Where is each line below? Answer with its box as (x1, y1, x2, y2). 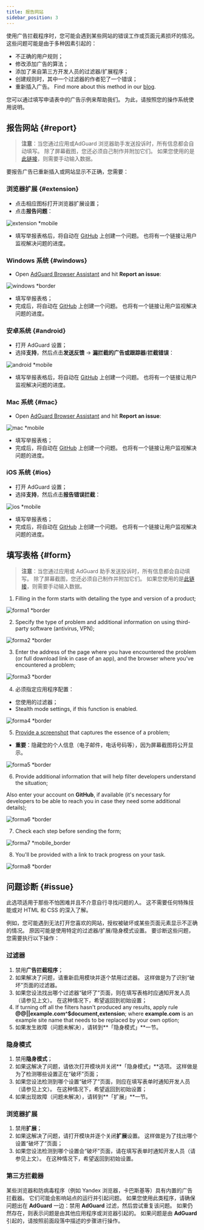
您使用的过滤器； (15, 698, 58, 705)
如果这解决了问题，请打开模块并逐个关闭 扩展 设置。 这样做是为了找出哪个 (15, 1132, 198, 1140)
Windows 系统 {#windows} (6, 256, 87, 265)
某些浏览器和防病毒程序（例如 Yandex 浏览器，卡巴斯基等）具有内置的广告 (6, 1186, 193, 1194)
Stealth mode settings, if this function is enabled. (15, 705, 138, 712)
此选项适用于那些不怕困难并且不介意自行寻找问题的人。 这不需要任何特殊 (6, 899, 189, 906)
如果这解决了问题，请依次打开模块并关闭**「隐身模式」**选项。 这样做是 (15, 1063, 198, 1070)
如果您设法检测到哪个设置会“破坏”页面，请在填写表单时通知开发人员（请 (15, 1147, 196, 1155)
